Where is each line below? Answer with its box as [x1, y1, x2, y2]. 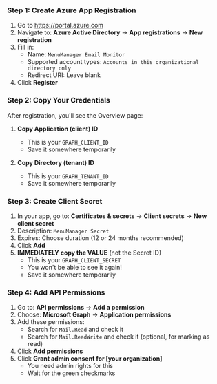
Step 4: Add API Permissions [7, 288, 105, 297]
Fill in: [17, 43, 34, 52]
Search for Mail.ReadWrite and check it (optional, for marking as [27, 332, 210, 341]
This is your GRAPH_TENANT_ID [27, 171, 109, 180]
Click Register [17, 78, 59, 87]
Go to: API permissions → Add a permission [17, 303, 145, 312]
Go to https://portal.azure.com [17, 21, 104, 30]
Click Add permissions [17, 347, 83, 356]
